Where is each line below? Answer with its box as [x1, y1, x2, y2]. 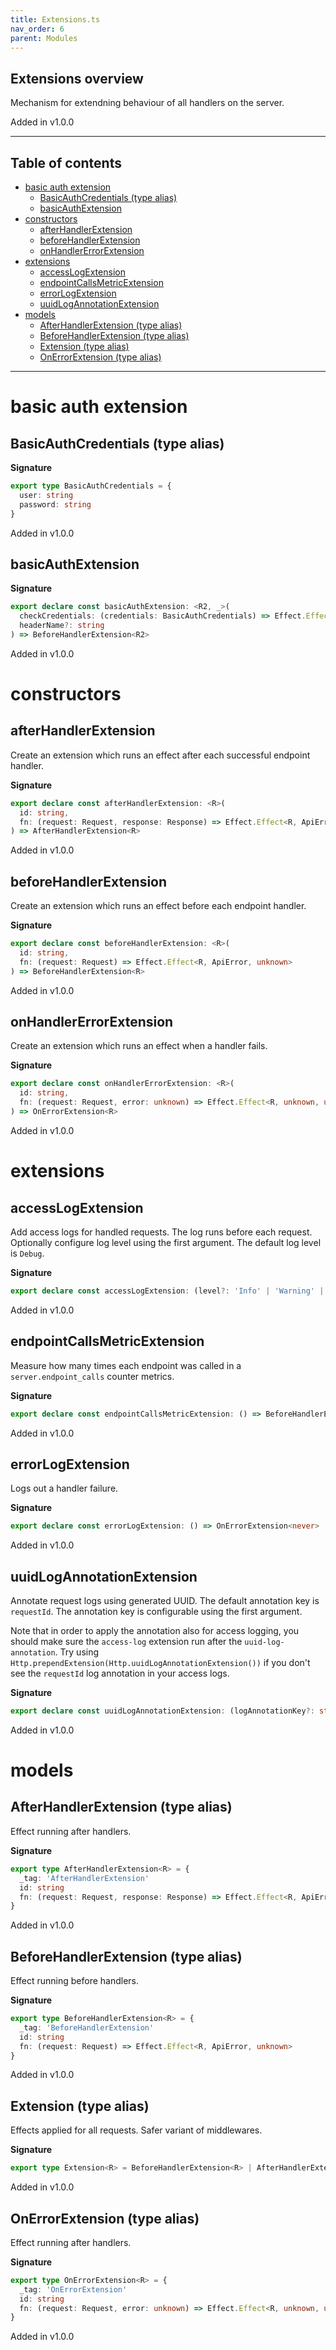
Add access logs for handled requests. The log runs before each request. [10, 1226, 313, 1238]
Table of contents [10, 154, 122, 171]
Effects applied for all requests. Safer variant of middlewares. [10, 2124, 263, 2136]
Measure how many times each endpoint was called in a [10, 1359, 242, 1371]
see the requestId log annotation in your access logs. [10, 1667, 230, 1679]
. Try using [54, 1646, 100, 1658]
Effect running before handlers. [10, 1975, 140, 1987]
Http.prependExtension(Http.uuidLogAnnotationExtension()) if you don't [10, 1657, 311, 1668]
